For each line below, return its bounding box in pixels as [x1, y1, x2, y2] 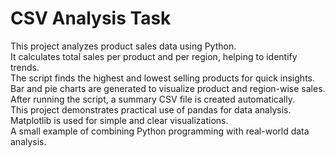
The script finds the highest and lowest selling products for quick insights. [10, 72, 315, 84]
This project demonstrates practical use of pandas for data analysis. [10, 103, 292, 116]
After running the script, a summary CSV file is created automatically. [10, 93, 295, 105]
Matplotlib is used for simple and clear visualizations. [10, 114, 229, 126]
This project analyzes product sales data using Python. [10, 40, 237, 52]
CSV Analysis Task [10, 7, 172, 30]
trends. [10, 61, 40, 73]
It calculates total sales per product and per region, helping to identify [10, 50, 298, 62]
